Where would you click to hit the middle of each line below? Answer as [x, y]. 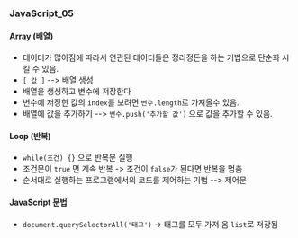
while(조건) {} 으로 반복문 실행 [77, 158]
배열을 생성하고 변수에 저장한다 [77, 92]
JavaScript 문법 [38, 202]
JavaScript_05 [41, 13]
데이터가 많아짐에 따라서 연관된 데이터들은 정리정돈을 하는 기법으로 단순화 [151, 57]
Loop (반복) [30, 136]
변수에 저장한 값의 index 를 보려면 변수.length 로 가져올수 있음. [131, 102]
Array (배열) [32, 36]
